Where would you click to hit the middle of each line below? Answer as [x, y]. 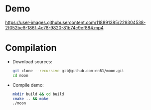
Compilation [31, 48]
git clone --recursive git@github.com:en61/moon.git [68, 71]
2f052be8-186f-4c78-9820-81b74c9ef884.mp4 [54, 27]
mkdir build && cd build [38, 94]
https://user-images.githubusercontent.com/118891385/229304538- [75, 22]
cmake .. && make [30, 99]
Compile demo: [28, 85]
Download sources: [32, 61]
